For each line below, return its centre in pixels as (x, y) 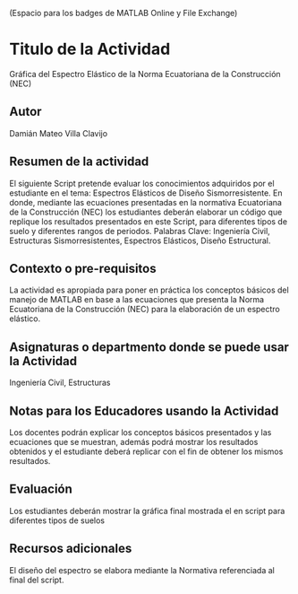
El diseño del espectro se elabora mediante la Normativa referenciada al (142, 570)
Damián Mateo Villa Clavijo (59, 133)
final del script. (37, 580)
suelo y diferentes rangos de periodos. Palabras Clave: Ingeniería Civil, (140, 231)
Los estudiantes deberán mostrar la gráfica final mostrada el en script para (147, 511)
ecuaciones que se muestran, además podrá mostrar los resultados (134, 442)
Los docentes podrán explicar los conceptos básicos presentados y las (140, 432)
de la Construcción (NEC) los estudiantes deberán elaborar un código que (146, 212)
